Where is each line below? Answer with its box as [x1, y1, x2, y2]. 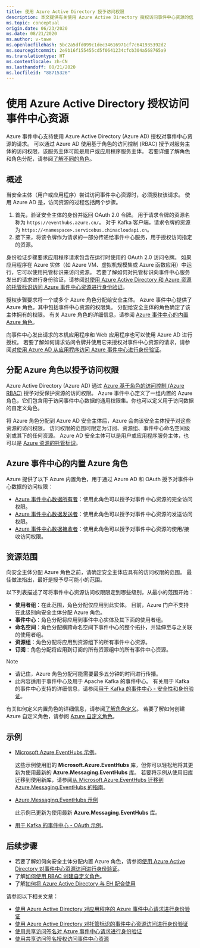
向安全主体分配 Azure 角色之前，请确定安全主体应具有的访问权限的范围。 [6, 569, 186, 576]
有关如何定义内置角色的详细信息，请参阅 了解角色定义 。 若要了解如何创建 [6, 705, 185, 712]
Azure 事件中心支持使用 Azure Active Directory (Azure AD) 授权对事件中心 [6, 133, 187, 140]
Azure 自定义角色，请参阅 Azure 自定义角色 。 [6, 713, 118, 720]
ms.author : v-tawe [6, 36, 52, 42]
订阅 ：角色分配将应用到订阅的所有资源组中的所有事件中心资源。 [14, 646, 171, 653]
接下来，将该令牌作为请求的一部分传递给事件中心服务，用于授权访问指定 [14, 233, 192, 241]
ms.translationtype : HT [6, 53, 65, 59]
